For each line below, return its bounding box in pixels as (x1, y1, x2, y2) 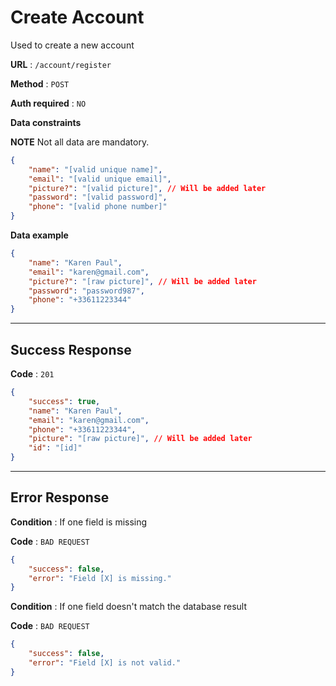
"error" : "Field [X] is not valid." (28, 658, 182, 668)
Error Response (10, 489, 110, 506)
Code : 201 (10, 368, 55, 380)
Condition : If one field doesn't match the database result (10, 601, 247, 613)
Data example (10, 229, 69, 241)
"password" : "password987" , (28, 286, 145, 296)
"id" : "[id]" (28, 443, 83, 453)
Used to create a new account (10, 39, 135, 51)
